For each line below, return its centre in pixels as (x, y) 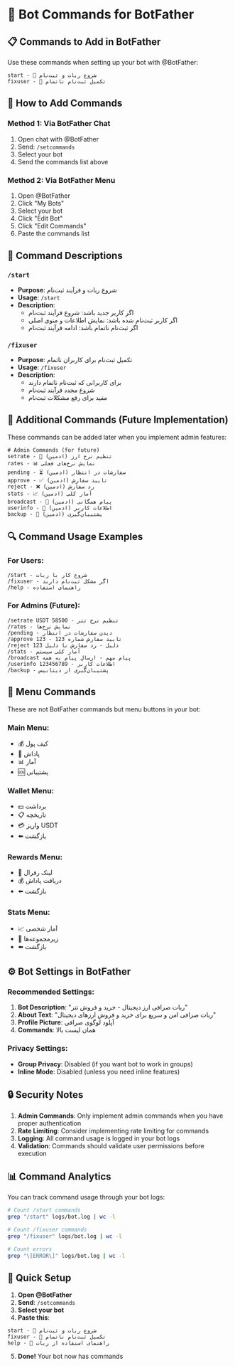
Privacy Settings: (38, 1049)
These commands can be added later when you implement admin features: (117, 437)
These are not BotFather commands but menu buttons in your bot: (104, 709)
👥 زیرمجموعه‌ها (38, 938)
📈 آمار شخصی (38, 928)
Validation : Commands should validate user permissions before (111, 1145)
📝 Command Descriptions (65, 256)
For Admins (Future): (44, 605)
